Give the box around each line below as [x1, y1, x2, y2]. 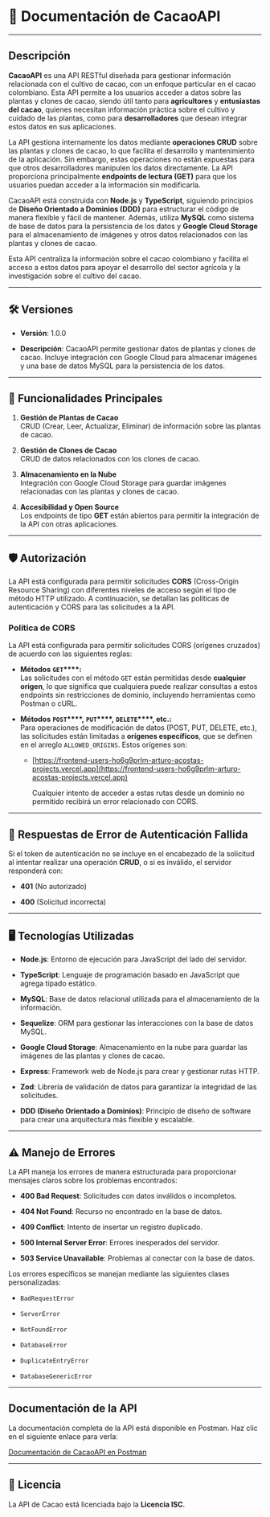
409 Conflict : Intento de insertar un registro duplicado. [19, 1222, 203, 1232]
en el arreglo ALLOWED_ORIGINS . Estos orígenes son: [19, 740, 187, 750]
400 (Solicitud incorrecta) [19, 897, 107, 907]
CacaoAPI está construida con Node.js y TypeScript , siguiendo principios [8, 195, 254, 205]
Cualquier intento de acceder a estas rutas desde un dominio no [31, 788, 245, 798]
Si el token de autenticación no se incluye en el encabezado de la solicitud [8, 849, 255, 859]
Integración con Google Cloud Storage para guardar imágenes [19, 478, 227, 488]
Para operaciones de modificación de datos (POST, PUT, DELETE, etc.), [19, 723, 257, 732]
